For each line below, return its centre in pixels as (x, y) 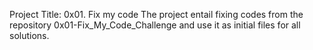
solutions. (29, 35)
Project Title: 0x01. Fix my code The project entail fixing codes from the (156, 14)
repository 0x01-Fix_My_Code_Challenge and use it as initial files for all (155, 25)
